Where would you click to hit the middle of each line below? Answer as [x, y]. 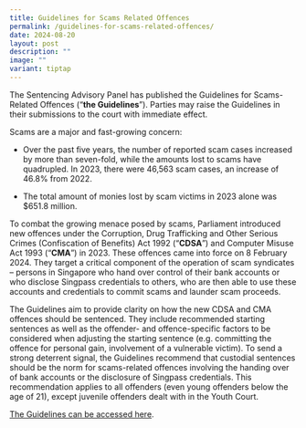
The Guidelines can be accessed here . [82, 414]
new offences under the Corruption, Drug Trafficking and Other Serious [144, 233]
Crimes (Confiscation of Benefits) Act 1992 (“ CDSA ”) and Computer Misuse [152, 243]
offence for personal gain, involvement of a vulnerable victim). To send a [146, 348]
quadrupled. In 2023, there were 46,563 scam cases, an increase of [151, 169]
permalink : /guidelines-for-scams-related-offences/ [112, 26]
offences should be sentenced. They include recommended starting [137, 318]
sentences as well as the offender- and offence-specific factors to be [140, 329]
